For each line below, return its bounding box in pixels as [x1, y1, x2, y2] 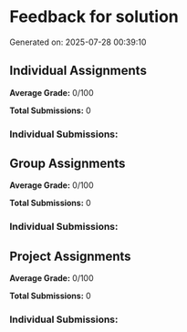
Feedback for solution [9, 6, 180, 27]
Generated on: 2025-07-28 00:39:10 [9, 36, 147, 47]
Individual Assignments [9, 63, 148, 78]
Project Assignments [9, 248, 131, 264]
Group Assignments [9, 156, 126, 171]
